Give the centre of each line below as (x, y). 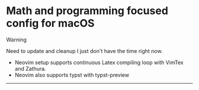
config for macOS (50, 23)
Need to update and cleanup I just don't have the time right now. (84, 51)
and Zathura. (30, 68)
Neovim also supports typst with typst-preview (72, 75)
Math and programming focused (87, 11)
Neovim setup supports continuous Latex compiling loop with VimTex (99, 62)
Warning (16, 39)
